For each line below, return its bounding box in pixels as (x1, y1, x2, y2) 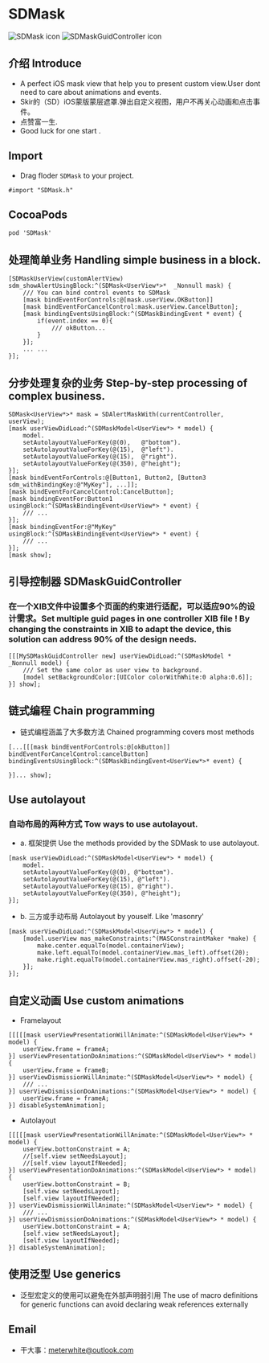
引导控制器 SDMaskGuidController (8, 575, 182, 589)
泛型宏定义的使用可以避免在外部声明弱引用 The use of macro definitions (19, 1290, 259, 1299)
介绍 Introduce (8, 57, 82, 71)
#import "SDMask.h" (8, 186, 74, 194)
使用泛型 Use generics (8, 1267, 121, 1281)
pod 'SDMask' (8, 229, 52, 237)
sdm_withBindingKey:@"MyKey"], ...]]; (8, 481, 138, 489)
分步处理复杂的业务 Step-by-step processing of (8, 376, 248, 390)
